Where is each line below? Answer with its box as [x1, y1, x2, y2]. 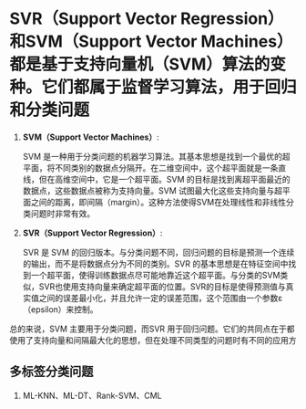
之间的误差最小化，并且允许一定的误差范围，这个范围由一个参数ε [38, 292, 283, 303]
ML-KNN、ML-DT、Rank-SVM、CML [22, 390, 162, 401]
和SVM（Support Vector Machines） [9, 31, 293, 52]
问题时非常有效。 [30, 207, 96, 219]
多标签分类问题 [9, 364, 94, 380]
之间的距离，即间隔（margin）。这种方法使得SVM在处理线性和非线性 [30, 196, 287, 207]
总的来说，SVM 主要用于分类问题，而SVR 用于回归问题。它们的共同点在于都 [9, 323, 295, 334]
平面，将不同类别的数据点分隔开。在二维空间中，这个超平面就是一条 [22, 162, 279, 173]
